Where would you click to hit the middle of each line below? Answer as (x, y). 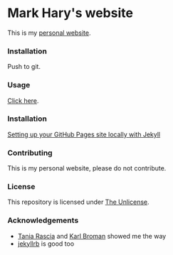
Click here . (23, 100)
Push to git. (24, 67)
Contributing (30, 153)
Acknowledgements (43, 220)
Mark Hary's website (70, 13)
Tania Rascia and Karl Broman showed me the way (92, 236)
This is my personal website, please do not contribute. (87, 168)
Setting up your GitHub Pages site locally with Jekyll (84, 134)
